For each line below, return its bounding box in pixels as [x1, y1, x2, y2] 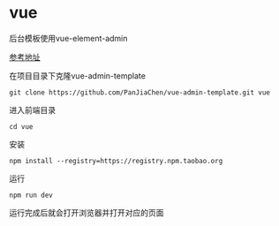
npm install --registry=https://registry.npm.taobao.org [9, 156, 223, 165]
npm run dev [9, 191, 53, 200]
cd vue [9, 122, 34, 131]
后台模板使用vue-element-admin [9, 33, 128, 43]
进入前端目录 [9, 104, 56, 115]
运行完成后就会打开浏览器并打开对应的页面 [9, 207, 164, 218]
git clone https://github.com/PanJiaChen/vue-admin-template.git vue [9, 87, 271, 97]
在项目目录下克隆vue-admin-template [9, 70, 146, 81]
